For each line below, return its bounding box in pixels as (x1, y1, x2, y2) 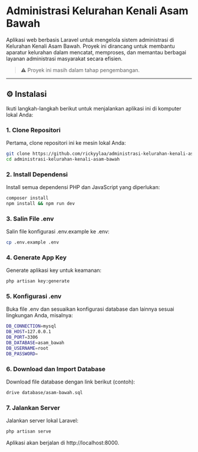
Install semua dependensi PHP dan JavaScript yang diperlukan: (6, 184, 160, 191)
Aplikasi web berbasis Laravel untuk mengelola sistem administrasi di (6, 36, 174, 43)
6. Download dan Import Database (6, 365, 106, 373)
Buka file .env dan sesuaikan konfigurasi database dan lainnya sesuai (6, 305, 174, 313)
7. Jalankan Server (6, 404, 60, 412)
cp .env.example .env (6, 239, 60, 246)
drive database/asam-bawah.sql (6, 390, 83, 396)
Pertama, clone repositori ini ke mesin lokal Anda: (6, 139, 126, 147)
